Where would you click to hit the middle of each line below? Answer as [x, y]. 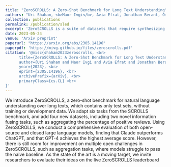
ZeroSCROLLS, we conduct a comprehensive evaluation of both [72, 127]
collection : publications [33, 19]
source [13, 132]
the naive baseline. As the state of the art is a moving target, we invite [78, 154]
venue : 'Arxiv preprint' [32, 39]
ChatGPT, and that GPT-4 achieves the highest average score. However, [81, 138]
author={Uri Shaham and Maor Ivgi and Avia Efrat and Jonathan [87, 62]
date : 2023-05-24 [24, 34]
